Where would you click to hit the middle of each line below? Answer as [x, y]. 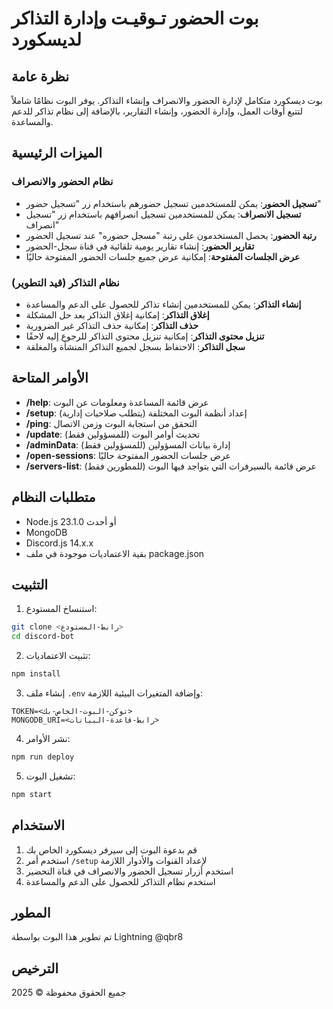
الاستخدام [38, 825]
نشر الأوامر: [48, 739]
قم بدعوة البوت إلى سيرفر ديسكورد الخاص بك [111, 849]
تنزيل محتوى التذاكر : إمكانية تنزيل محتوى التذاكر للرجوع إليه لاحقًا [145, 336]
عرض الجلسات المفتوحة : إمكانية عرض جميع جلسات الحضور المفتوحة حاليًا [163, 256]
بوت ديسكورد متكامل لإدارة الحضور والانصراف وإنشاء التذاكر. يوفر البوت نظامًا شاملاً [167, 100]
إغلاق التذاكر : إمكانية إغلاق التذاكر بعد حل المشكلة [117, 314]
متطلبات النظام [53, 497]
